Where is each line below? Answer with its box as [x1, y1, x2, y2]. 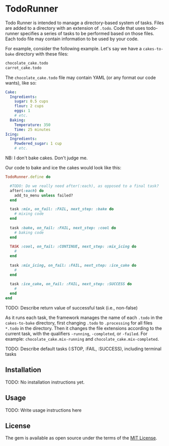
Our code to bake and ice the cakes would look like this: [5, 165, 122, 171]
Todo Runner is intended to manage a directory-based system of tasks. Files [5, 20, 164, 26]
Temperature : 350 [14, 122, 51, 128]
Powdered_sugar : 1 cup [14, 141, 62, 146]
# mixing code [14, 211, 44, 217]
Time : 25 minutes [14, 127, 51, 132]
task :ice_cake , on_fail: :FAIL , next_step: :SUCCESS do [10, 282, 132, 287]
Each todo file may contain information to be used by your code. [5, 36, 139, 42]
